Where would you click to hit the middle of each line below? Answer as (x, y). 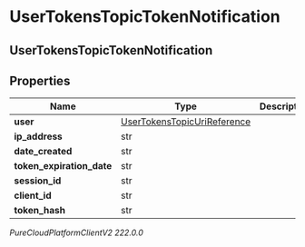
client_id (33, 195)
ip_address (39, 136)
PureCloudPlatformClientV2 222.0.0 (76, 232)
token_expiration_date (63, 166)
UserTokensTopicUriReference (186, 122)
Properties (40, 80)
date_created (43, 152)
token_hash (40, 211)
